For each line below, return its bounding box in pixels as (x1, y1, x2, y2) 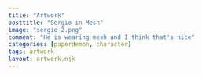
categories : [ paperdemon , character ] (8, 41, 132, 48)
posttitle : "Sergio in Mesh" (8, 19, 104, 27)
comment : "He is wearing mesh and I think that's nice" (8, 33, 195, 41)
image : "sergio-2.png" (8, 26, 83, 34)
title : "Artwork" (8, 11, 65, 20)
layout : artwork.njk (8, 55, 76, 63)
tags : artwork (8, 48, 55, 55)
